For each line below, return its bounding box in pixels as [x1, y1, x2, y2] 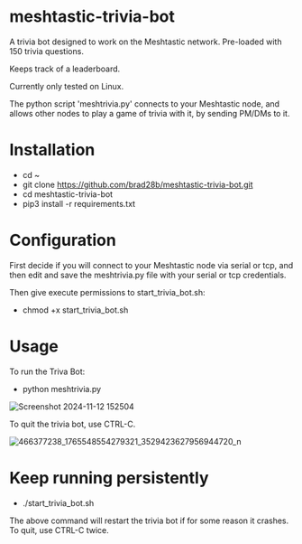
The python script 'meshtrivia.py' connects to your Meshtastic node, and [9, 98, 280, 109]
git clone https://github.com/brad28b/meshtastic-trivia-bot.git [22, 179, 253, 190]
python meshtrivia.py [22, 383, 102, 394]
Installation [9, 140, 96, 160]
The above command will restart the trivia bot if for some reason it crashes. [9, 515, 289, 526]
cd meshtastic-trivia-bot [22, 188, 114, 200]
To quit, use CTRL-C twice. [9, 524, 110, 535]
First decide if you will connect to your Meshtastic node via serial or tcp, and [9, 259, 294, 270]
